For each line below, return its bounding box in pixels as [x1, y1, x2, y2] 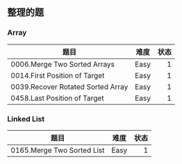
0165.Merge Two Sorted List [10, 145, 106, 155]
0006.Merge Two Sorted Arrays [10, 59, 115, 69]
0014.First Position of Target [10, 70, 105, 80]
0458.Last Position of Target [10, 93, 104, 103]
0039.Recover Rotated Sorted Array [10, 82, 129, 92]
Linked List [7, 114, 45, 124]
